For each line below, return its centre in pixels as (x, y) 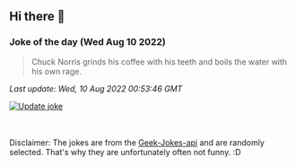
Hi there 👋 (37, 17)
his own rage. (57, 71)
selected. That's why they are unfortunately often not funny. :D (125, 152)
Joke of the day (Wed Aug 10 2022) (87, 42)
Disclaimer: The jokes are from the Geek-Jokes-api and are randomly (137, 142)
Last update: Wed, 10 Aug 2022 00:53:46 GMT (96, 88)
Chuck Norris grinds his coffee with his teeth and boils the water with (159, 61)
